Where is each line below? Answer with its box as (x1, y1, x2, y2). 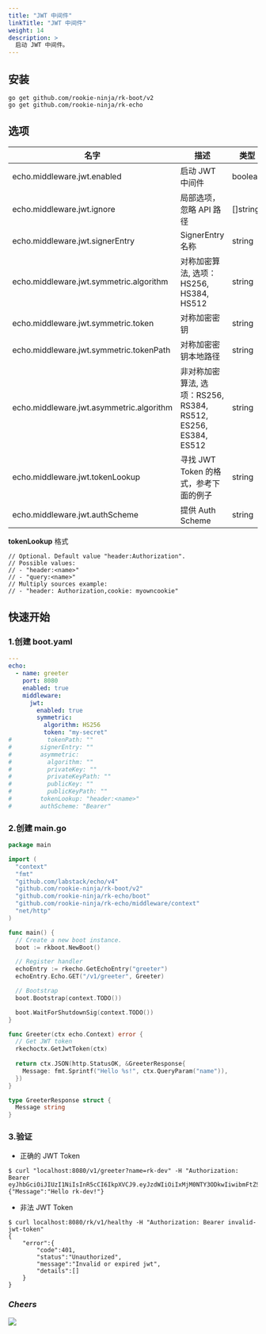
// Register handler (15, 958, 83, 966)
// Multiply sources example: (8, 580, 108, 588)
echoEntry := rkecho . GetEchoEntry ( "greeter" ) (15, 965, 169, 973)
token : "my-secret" (43, 729, 108, 736)
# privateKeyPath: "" (8, 773, 112, 781)
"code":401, (36, 1246, 77, 1254)
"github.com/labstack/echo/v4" (15, 878, 119, 886)
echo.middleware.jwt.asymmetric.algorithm (12, 402, 173, 413)
